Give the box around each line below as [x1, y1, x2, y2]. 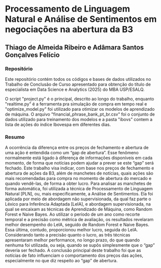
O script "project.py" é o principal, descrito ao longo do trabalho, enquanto [5, 96, 154, 102]
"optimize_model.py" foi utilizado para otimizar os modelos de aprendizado [5, 106, 155, 112]
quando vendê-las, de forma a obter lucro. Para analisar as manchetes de [5, 180, 152, 187]
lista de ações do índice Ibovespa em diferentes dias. [5, 121, 111, 127]
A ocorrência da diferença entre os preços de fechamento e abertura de [5, 145, 149, 150]
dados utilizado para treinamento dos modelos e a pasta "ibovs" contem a [5, 116, 153, 122]
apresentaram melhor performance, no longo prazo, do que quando [5, 237, 140, 243]
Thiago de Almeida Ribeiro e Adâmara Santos [5, 43, 144, 51]
